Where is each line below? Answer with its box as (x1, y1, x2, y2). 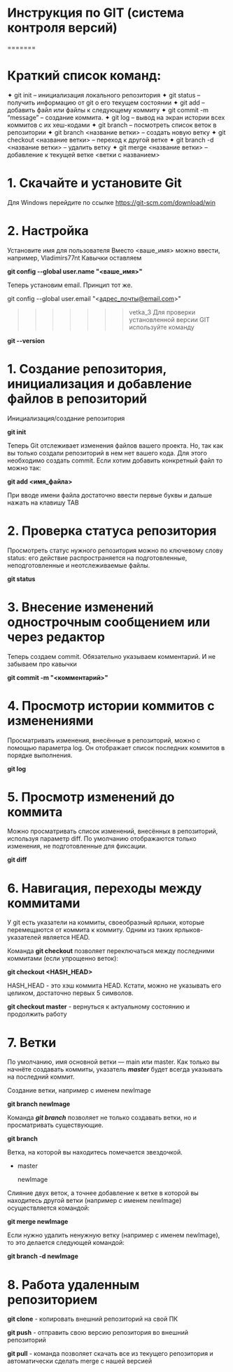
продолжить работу (7, 1010, 68, 1018)
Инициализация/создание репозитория (7, 414, 125, 422)
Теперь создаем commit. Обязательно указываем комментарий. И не (7, 652, 216, 660)
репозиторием (7, 1291, 98, 1307)
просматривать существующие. (7, 1121, 104, 1129)
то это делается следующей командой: (7, 1239, 125, 1247)
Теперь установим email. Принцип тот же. (7, 281, 133, 289)
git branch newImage (7, 1100, 71, 1108)
